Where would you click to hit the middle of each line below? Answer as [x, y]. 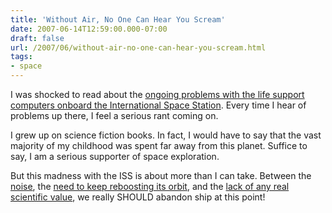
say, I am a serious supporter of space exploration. [115, 156]
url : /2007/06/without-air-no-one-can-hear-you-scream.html [138, 47]
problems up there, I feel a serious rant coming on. [114, 115]
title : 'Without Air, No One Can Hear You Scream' [118, 19]
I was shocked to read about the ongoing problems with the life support [157, 94]
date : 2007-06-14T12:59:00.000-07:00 [89, 29]
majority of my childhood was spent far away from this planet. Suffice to [159, 145]
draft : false [37, 38]
